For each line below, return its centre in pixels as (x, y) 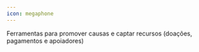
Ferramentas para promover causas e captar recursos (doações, (99, 33)
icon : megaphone (30, 14)
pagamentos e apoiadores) (45, 41)
